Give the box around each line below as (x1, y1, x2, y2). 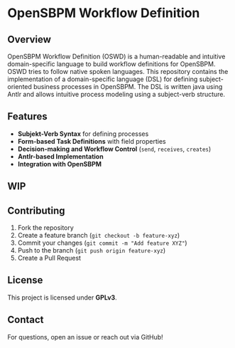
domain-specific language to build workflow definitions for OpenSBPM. (7, 60, 216, 68)
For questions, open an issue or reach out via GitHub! (7, 332, 163, 341)
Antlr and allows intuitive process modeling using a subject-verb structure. (7, 90, 226, 98)
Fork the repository (17, 223, 75, 232)
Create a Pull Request (17, 254, 82, 263)
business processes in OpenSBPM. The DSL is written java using (33, 83, 223, 90)
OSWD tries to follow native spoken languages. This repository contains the (7, 68, 229, 75)
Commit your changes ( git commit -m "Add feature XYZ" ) (17, 238, 187, 247)
